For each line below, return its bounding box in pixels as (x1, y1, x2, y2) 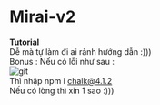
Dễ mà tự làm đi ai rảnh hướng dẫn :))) (9, 46, 152, 57)
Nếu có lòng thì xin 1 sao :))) (9, 85, 115, 96)
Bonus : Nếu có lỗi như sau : (9, 56, 115, 67)
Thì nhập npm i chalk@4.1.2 (9, 75, 113, 86)
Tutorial (9, 37, 40, 47)
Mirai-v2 (9, 6, 76, 27)
